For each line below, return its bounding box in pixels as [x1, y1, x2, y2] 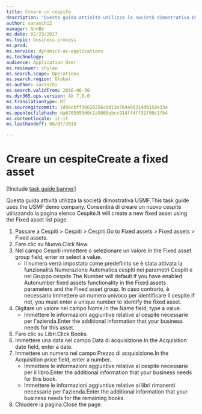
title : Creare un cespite [6, 8, 71, 15]
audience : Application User [6, 59, 77, 65]
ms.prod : [6, 43, 28, 49]
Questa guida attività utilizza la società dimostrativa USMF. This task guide [6, 197, 189, 204]
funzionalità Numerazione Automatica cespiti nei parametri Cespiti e [23, 266, 193, 273]
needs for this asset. [23, 324, 75, 331]
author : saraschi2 [6, 20, 52, 26]
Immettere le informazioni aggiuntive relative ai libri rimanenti [23, 381, 176, 389]
